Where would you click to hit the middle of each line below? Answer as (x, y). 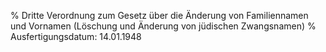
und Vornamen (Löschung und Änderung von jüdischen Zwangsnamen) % (163, 26)
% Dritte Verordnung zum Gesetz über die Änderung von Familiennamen (159, 15)
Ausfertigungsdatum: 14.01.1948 (76, 36)
